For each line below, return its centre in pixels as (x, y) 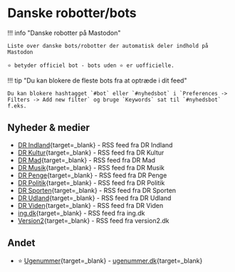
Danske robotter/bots (72, 13)
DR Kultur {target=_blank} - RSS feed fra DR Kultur (91, 152)
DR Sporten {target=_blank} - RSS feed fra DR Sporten (97, 190)
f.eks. (17, 106)
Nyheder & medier (49, 128)
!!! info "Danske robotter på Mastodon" (64, 33)
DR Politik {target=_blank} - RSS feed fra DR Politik (91, 182)
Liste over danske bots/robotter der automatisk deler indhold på (108, 46)
